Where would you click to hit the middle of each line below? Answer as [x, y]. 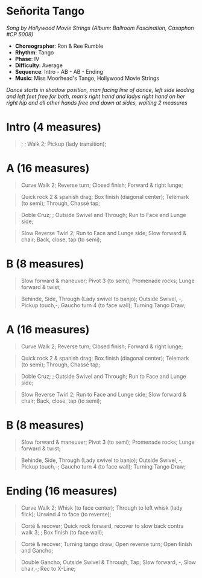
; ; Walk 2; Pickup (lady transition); [64, 144]
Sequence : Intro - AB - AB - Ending [59, 71]
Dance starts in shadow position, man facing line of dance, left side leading [100, 89]
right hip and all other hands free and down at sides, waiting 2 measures [97, 102]
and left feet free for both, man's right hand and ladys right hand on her [96, 96]
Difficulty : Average [39, 65]
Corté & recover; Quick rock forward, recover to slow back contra [102, 526]
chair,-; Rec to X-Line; [48, 568]
